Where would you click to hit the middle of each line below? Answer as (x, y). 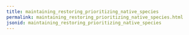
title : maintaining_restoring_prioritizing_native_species (83, 12)
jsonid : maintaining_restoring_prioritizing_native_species (84, 23)
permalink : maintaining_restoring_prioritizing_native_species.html (95, 17)
